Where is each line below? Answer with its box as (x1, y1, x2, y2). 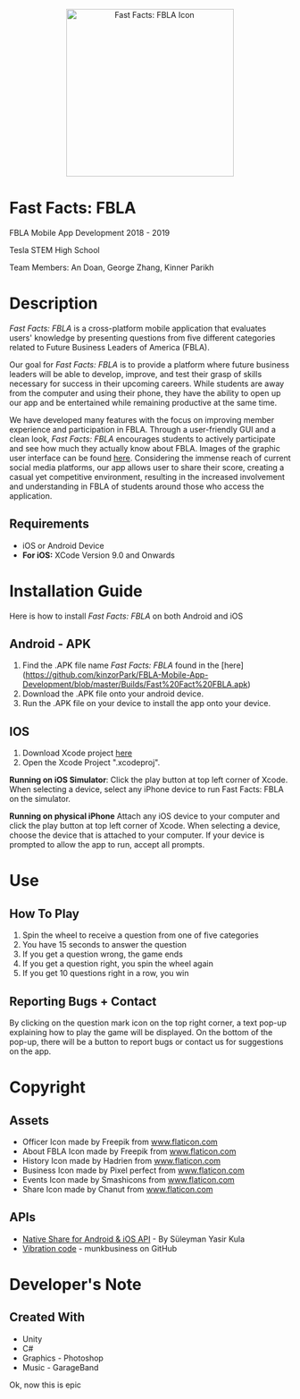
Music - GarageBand (21, 1361, 99, 1372)
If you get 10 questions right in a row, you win (21, 968, 189, 979)
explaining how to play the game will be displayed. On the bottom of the (9, 1027, 273, 1038)
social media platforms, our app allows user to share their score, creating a (9, 461, 285, 473)
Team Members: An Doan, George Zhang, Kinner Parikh (9, 262, 214, 273)
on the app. (9, 1046, 52, 1057)
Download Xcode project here (21, 747, 132, 759)
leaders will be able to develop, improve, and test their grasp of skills (9, 368, 262, 379)
